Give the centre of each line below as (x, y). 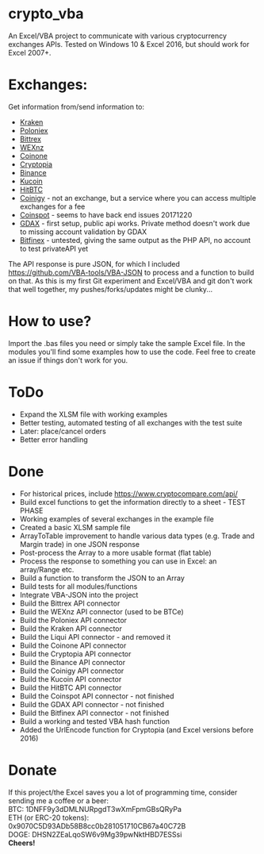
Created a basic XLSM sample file (75, 527)
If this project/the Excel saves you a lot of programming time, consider (123, 792)
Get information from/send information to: (77, 106)
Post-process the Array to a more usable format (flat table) (115, 552)
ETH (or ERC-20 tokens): (49, 817)
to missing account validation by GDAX (83, 232)
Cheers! (22, 843)
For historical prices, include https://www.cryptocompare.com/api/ (128, 494)
